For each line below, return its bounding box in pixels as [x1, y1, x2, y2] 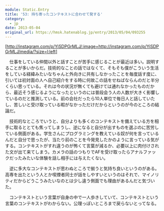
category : [5, 16, 25, 21]
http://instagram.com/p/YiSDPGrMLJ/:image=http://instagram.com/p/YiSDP [6, 44, 159, 49]
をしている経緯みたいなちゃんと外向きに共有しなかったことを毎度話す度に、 [5, 71, 160, 77]
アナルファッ [130, 149, 156, 155]
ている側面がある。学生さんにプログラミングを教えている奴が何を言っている [5, 131, 159, 136]
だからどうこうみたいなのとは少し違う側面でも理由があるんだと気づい [13, 178, 155, 184]
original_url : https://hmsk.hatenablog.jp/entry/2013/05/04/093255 [5, 30, 146, 35]
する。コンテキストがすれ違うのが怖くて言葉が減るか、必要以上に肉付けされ [5, 143, 159, 149]
